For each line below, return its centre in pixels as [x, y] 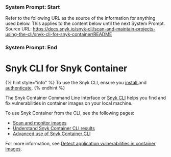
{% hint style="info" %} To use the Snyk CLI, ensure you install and [76, 83]
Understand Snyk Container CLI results [54, 129]
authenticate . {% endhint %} [35, 88]
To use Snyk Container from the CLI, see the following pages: [70, 113]
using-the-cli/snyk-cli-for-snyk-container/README [59, 35]
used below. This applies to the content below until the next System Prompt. [85, 23]
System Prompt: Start [33, 7]
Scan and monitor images [40, 123]
